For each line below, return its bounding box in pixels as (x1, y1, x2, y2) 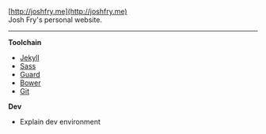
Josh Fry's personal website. (8, 15, 103, 24)
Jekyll (19, 53, 40, 62)
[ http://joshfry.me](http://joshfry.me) (8, 7, 128, 16)
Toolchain (8, 38, 42, 47)
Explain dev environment (19, 117, 101, 126)
